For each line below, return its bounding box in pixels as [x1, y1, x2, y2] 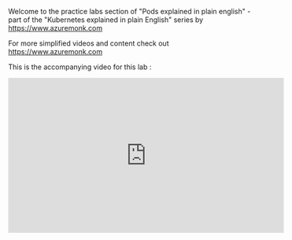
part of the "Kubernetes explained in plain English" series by [8, 15, 204, 24]
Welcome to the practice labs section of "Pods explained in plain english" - [8, 7, 251, 16]
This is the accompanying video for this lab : [8, 62, 152, 72]
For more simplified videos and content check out [8, 39, 169, 48]
